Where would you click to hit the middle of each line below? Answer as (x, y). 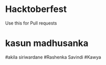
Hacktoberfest (36, 9)
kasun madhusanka (47, 43)
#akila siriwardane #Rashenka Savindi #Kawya (53, 57)
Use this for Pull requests (31, 23)
